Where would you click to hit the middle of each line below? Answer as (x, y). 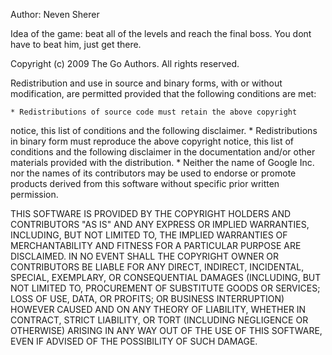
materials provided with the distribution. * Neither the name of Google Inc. (162, 162)
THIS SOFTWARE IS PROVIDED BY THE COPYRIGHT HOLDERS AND (151, 213)
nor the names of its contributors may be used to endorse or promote (153, 173)
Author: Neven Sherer (55, 14)
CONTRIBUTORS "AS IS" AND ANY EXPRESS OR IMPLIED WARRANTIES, (160, 224)
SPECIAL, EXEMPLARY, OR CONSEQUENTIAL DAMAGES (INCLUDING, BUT (166, 277)
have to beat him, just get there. (76, 44)
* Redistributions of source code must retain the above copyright (154, 112)
